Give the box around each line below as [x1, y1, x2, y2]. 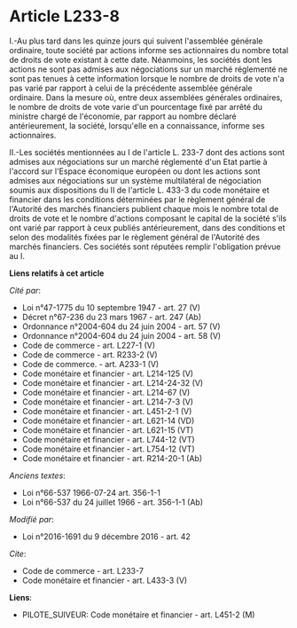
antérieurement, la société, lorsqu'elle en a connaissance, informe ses [9, 120, 265, 130]
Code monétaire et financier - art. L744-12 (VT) [21, 434, 195, 444]
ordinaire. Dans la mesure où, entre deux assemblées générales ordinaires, [9, 91, 283, 103]
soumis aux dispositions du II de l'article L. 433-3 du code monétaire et [9, 184, 270, 195]
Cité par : [9, 285, 42, 295]
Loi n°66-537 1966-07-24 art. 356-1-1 [21, 487, 161, 498]
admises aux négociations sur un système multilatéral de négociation [9, 175, 262, 185]
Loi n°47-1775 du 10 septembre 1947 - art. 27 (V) [21, 302, 201, 312]
